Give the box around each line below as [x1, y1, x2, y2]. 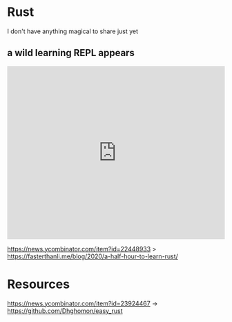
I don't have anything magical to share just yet [7, 27, 139, 35]
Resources [7, 276, 70, 292]
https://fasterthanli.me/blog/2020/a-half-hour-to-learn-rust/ [7, 252, 178, 260]
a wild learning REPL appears [7, 47, 135, 59]
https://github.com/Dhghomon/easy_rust [7, 306, 123, 315]
